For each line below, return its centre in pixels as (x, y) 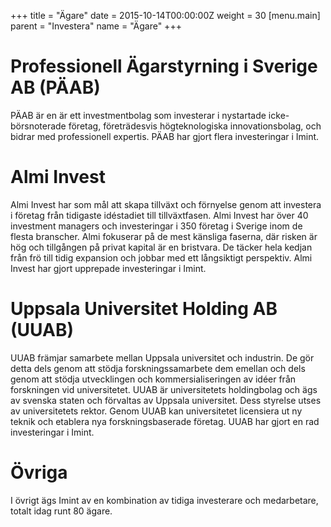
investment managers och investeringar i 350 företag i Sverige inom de (156, 226)
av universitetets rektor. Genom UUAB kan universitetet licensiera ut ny (156, 411)
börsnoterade (38, 126)
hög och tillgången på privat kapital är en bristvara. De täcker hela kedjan (161, 247)
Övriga (39, 472)
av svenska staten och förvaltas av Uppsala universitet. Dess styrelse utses (166, 400)
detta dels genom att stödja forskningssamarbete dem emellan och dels (158, 368)
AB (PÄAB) (55, 87)
